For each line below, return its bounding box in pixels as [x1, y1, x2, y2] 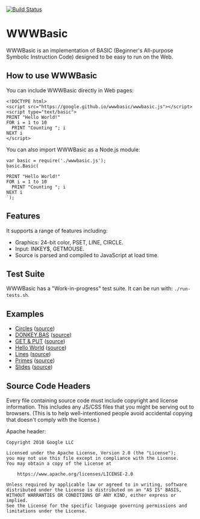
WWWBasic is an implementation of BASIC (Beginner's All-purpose [6, 46, 173, 54]
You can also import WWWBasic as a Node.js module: [6, 145, 140, 153]
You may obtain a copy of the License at [6, 460, 112, 466]
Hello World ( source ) [14, 344, 67, 351]
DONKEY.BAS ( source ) [14, 331, 72, 339]
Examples [6, 308, 44, 319]
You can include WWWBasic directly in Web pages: [6, 86, 134, 94]
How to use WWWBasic [6, 71, 98, 81]
